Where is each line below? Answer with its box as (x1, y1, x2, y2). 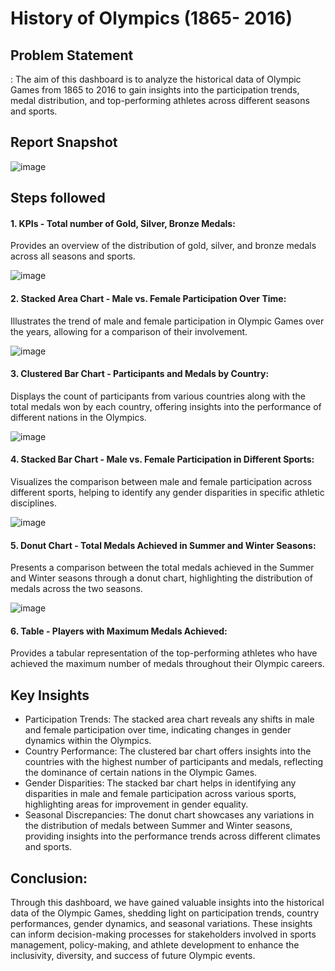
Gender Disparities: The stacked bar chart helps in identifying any (24, 777, 297, 789)
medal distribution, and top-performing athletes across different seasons (10, 95, 310, 106)
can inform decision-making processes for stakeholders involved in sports (10, 928, 317, 941)
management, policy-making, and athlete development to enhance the (10, 939, 300, 951)
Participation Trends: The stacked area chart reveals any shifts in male (24, 713, 315, 726)
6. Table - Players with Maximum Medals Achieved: (10, 625, 228, 637)
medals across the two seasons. (10, 583, 143, 595)
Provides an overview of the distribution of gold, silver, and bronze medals (10, 240, 317, 252)
